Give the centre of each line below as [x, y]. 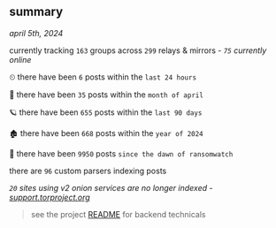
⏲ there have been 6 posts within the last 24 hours [103, 77]
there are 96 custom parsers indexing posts [88, 171]
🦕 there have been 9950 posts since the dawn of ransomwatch [121, 153]
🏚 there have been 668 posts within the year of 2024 [106, 133]
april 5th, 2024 [36, 33]
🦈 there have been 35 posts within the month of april [106, 95]
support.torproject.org [50, 197]
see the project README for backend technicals [118, 214]
